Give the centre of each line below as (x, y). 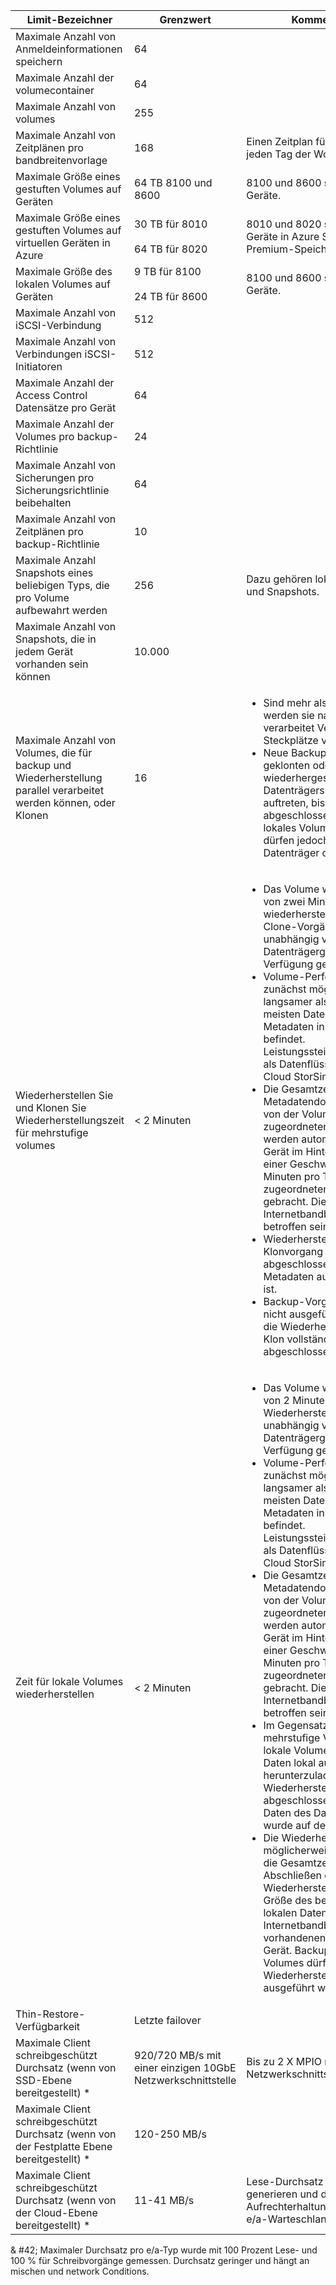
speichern (39, 61)
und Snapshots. (283, 591)
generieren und (282, 2194)
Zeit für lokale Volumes (69, 1681)
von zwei (284, 901)
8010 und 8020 (284, 224)
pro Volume (42, 597)
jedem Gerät (44, 651)
